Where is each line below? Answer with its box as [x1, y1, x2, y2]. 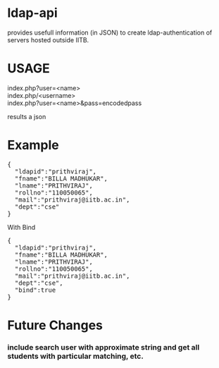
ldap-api [7, 5, 58, 21]
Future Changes [7, 317, 104, 333]
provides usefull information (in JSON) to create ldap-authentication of [7, 28, 213, 37]
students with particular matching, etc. [7, 351, 144, 361]
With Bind [7, 223, 36, 231]
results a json [7, 112, 46, 121]
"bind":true [14, 286, 56, 294]
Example [7, 137, 59, 153]
